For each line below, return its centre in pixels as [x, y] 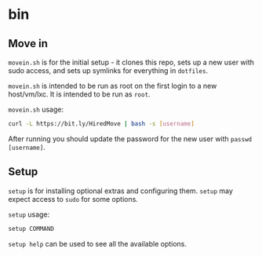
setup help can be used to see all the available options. [97, 243]
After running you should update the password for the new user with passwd [130, 138]
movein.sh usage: [36, 109]
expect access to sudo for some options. [73, 199]
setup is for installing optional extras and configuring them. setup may [121, 191]
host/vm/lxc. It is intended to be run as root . [79, 94]
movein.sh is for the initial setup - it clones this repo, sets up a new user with [131, 62]
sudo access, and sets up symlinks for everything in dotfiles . [108, 71]
